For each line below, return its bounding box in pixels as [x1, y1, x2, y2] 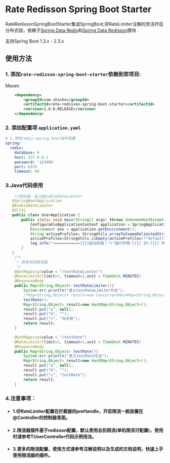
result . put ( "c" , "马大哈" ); [23, 316, 80, 321]
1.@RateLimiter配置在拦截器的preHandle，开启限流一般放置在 [12, 408, 143, 414]
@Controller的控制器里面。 [12, 414, 70, 421]
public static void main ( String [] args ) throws [21, 217, 123, 222]
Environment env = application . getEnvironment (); [30, 226, 137, 231]
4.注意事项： [5, 395, 36, 402]
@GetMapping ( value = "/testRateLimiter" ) [14, 269, 103, 274]
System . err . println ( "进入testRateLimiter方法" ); [23, 288, 125, 293]
